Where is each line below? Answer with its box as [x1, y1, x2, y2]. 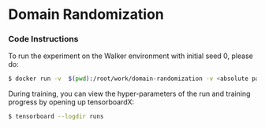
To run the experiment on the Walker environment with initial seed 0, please [8, 51, 254, 60]
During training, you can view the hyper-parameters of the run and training [8, 89, 251, 99]
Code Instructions [8, 34, 79, 45]
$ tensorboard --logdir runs [8, 112, 104, 121]
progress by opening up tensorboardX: [8, 97, 135, 107]
